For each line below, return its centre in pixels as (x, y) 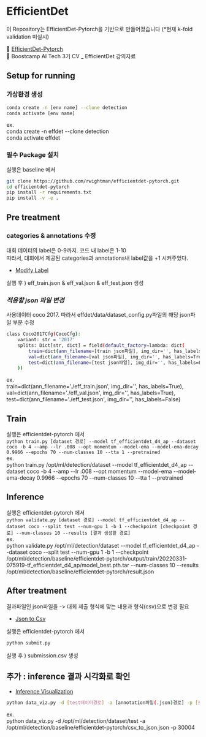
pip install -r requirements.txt (49, 192)
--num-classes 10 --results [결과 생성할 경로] (73, 533)
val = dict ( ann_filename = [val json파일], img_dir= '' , (94, 357)
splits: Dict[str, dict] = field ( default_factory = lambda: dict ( (101, 345)
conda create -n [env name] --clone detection (67, 108)
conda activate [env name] (41, 113)
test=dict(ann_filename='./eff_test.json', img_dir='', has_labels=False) (93, 399)
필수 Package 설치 (33, 155)
